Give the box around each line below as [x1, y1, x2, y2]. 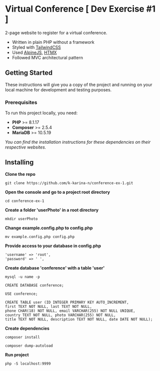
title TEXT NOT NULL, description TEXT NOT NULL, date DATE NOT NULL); [5, 317, 153, 321]
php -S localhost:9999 [5, 361, 51, 366]
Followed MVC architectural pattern [12, 54, 83, 60]
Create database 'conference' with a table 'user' [5, 265, 105, 270]
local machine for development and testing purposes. [5, 86, 112, 93]
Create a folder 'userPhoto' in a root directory [5, 207, 99, 213]
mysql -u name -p [5, 274, 40, 279]
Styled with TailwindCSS [12, 44, 61, 50]
